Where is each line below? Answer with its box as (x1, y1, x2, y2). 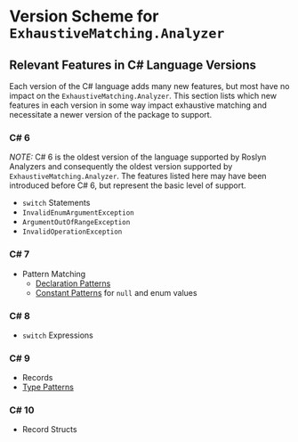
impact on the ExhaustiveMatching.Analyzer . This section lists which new (9, 91, 278, 101)
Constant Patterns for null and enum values (35, 287, 197, 298)
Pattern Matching (21, 268, 86, 279)
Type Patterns (21, 381, 74, 393)
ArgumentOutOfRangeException (21, 218, 131, 227)
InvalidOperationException (21, 227, 123, 237)
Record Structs (21, 424, 77, 435)
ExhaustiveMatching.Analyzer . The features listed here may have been (9, 171, 267, 182)
